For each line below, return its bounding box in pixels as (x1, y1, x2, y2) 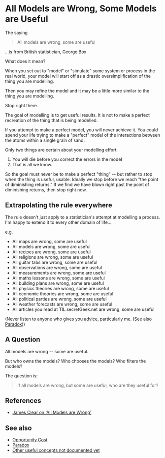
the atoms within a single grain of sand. (5, 137, 85, 143)
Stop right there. (5, 102, 38, 108)
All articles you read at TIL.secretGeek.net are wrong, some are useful (12, 306, 155, 312)
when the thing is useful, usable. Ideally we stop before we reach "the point (5, 176, 159, 182)
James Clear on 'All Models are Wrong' (12, 409, 92, 416)
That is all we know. (12, 161, 53, 167)
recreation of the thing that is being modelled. (5, 117, 98, 123)
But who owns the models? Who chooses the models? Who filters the (5, 358, 146, 364)
